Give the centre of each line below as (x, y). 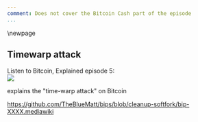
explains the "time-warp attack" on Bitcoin (67, 91)
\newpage (22, 33)
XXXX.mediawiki (30, 112)
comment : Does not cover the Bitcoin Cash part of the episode (99, 13)
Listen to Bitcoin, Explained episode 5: (61, 71)
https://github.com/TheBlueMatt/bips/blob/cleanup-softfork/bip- (98, 104)
